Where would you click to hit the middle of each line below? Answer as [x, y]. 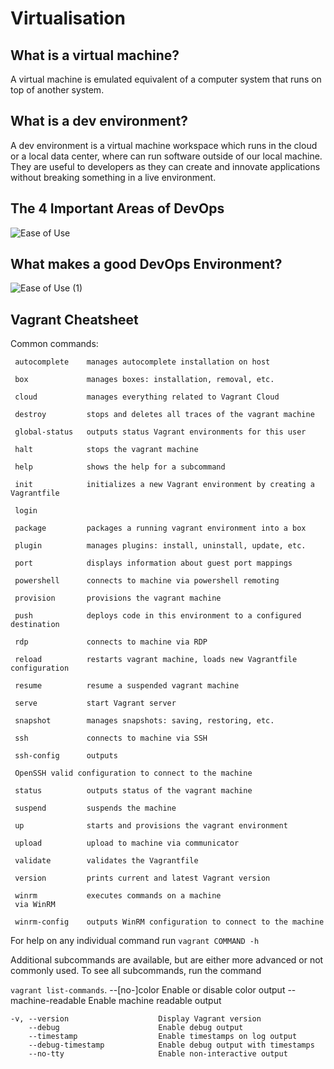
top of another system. [57, 90]
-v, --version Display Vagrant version [136, 1019]
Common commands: [54, 344]
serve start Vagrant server [95, 703]
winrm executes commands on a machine [118, 896]
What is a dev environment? [99, 121]
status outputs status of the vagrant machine [133, 791]
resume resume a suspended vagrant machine [127, 686]
